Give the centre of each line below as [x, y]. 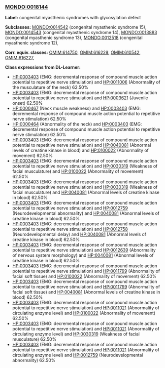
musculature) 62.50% [34, 339]
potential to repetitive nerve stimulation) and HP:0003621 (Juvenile [80, 98]
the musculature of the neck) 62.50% [50, 87]
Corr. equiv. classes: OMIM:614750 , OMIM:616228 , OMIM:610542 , [73, 52]
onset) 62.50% [27, 103]
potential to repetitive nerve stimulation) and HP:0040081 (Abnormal [82, 145]
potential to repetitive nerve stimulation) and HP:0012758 [70, 229]
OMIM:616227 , [20, 58]
